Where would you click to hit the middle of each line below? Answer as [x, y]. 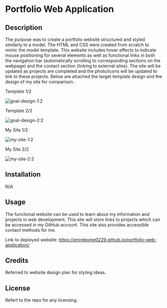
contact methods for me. [31, 230]
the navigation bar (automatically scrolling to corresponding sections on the [83, 60]
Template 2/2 [19, 111]
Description [24, 28]
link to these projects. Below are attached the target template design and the [84, 76]
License [18, 288]
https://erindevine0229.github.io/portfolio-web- [108, 239]
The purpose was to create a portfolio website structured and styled [75, 39]
